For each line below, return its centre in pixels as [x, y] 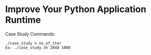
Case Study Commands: [30, 34]
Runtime [23, 20]
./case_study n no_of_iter [33, 43]
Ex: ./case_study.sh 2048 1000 [38, 47]
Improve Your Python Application [76, 9]
